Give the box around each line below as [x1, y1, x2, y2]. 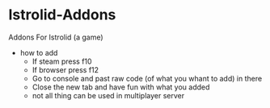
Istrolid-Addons [8, 6, 116, 24]
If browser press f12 [32, 64, 99, 74]
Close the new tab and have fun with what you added [32, 82, 210, 92]
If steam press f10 [32, 56, 92, 66]
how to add [19, 48, 58, 57]
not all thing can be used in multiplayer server [32, 90, 184, 100]
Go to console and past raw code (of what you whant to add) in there [32, 73, 263, 83]
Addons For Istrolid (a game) [8, 32, 103, 42]
